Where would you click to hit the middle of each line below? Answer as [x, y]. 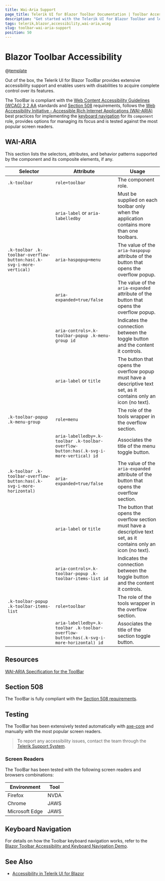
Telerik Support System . [41, 746]
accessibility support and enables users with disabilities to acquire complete [82, 85]
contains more [134, 224]
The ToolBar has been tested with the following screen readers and [73, 770]
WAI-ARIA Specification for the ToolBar [45, 671]
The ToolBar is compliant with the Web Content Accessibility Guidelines [77, 100]
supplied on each [137, 200]
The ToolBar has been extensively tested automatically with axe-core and [79, 726]
